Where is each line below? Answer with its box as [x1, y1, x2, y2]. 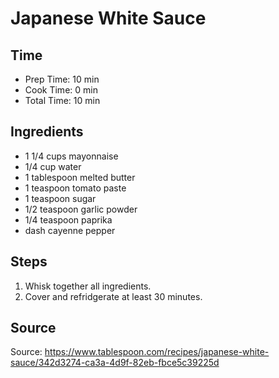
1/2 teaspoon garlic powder [24, 203, 138, 215]
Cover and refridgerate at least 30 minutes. [24, 290, 203, 302]
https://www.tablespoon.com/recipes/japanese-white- [44, 346, 270, 358]
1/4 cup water [24, 160, 82, 172]
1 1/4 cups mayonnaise [24, 150, 119, 162]
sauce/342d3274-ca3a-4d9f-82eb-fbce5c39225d [10, 357, 220, 369]
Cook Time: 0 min [24, 84, 98, 96]
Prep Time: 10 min [24, 73, 100, 85]
